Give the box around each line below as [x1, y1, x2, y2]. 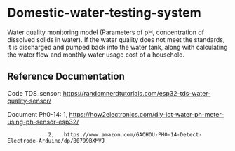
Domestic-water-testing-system [7, 5, 201, 21]
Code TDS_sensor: [7, 89, 62, 97]
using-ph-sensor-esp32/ [7, 117, 79, 126]
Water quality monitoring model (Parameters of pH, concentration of [7, 28, 205, 36]
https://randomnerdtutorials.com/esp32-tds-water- [62, 89, 211, 97]
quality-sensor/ [7, 96, 51, 105]
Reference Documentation [7, 71, 125, 82]
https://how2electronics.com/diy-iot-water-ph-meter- [69, 110, 224, 118]
